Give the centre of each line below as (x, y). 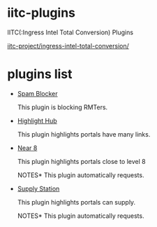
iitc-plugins (41, 13)
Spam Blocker (37, 93)
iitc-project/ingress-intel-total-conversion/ (68, 46)
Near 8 (27, 148)
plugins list (40, 74)
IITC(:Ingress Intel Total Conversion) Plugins (70, 32)
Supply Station (38, 188)
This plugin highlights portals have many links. (84, 134)
